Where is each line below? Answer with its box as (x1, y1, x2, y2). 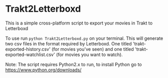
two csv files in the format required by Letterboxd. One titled (5, 40, 132, 46)
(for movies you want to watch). (55, 51, 123, 58)
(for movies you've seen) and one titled (51, 46, 134, 52)
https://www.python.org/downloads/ (5, 67, 82, 73)
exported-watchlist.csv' (5, 51, 55, 58)
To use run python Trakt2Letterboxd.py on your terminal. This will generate (5, 35, 163, 41)
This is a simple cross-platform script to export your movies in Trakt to (5, 20, 153, 26)
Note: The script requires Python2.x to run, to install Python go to (5, 61, 142, 67)
